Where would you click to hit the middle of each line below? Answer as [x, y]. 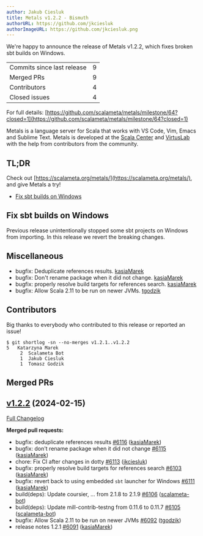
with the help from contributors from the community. [72, 144]
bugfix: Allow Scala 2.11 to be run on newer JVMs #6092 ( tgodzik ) [98, 520]
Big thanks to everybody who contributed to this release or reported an [96, 324]
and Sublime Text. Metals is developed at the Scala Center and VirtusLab [98, 137]
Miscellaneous [35, 256]
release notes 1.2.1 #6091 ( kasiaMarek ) [64, 526]
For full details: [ [27, 113]
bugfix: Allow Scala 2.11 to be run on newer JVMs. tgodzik [88, 290]
